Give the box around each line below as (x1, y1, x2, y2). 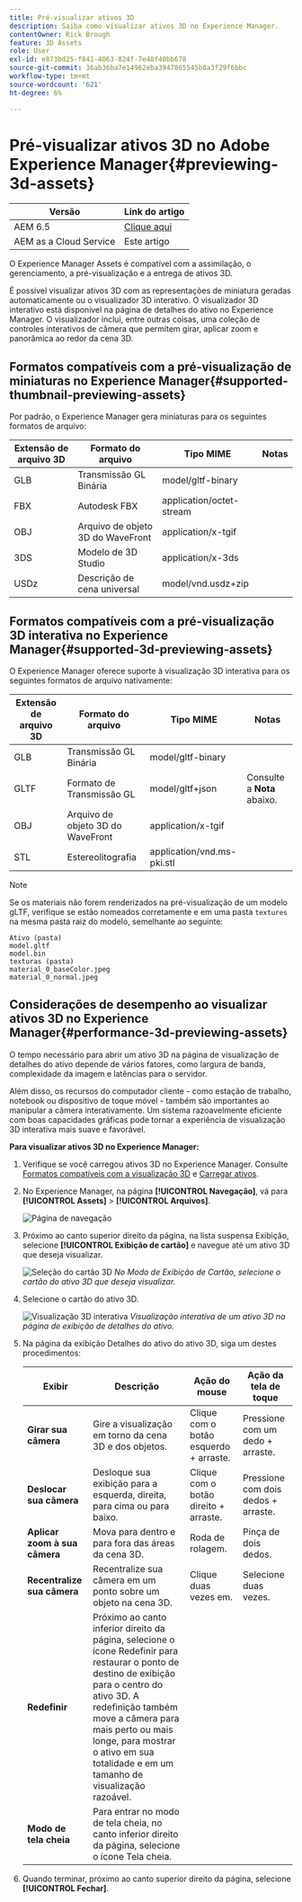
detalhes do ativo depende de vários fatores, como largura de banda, (9, 1058, 266, 1070)
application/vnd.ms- (149, 846, 237, 858)
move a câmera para (93, 1711, 180, 1724)
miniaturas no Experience (9, 373, 156, 388)
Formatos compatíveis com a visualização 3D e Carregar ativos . (22, 1168, 259, 1178)
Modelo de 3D (77, 546, 138, 558)
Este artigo (124, 236, 170, 248)
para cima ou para (93, 1499, 170, 1512)
